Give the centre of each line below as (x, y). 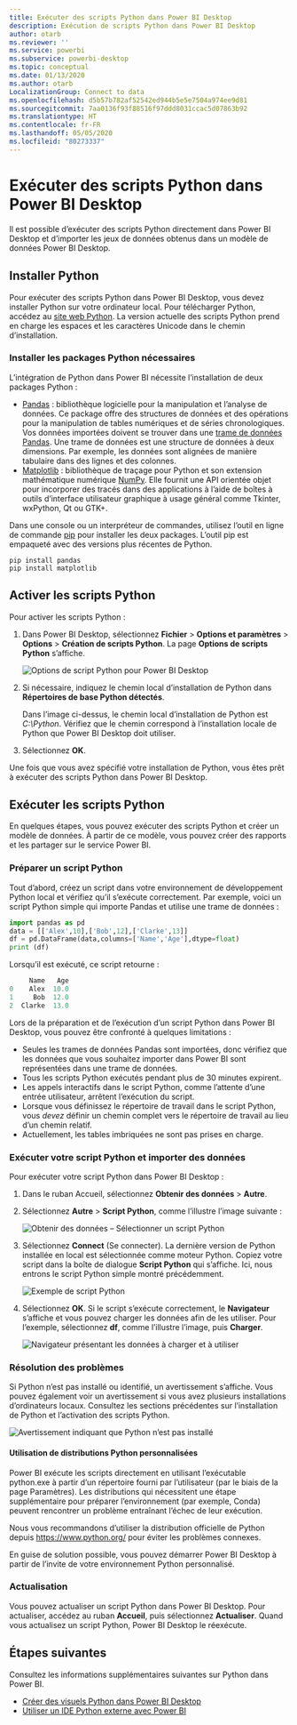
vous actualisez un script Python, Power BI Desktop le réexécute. (128, 1625)
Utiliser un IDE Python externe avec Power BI (104, 1710)
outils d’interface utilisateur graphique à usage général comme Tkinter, (151, 498)
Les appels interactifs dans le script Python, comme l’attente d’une (144, 1087)
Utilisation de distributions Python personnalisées (103, 1452)
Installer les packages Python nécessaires (102, 358)
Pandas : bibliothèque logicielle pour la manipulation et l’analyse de (145, 404)
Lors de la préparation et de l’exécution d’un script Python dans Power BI (142, 1023)
